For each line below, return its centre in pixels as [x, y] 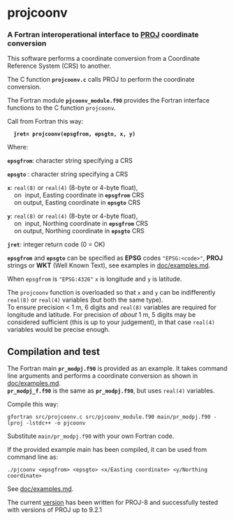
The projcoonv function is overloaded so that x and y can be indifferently [111, 293]
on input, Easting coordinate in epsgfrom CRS [79, 195]
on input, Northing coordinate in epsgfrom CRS [81, 223]
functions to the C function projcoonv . [62, 108]
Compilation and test [53, 352]
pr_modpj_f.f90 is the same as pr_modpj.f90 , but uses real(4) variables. [111, 391]
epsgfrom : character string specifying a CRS [70, 161]
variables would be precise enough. [59, 330]
